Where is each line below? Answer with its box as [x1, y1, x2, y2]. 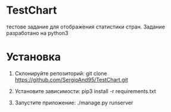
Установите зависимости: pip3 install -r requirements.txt [14, 87, 156, 95]
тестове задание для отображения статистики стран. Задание [6, 23, 166, 30]
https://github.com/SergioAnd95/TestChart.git [14, 76, 128, 83]
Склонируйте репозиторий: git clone [14, 69, 107, 77]
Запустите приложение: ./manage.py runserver [14, 99, 133, 106]
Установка [6, 50, 61, 64]
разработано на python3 [6, 29, 69, 36]
